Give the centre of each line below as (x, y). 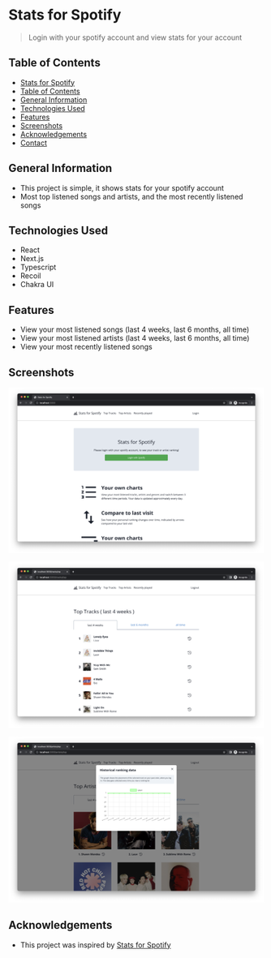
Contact (33, 143)
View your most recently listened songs (86, 347)
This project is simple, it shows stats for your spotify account (122, 187)
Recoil (30, 276)
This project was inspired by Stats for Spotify (95, 945)
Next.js (32, 259)
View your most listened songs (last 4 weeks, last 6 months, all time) (135, 329)
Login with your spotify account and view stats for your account (135, 37)
